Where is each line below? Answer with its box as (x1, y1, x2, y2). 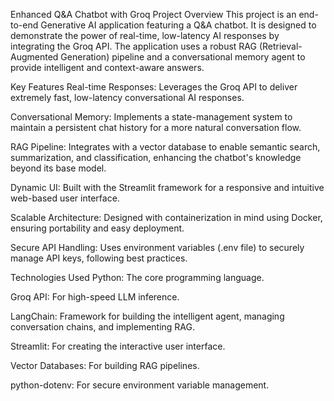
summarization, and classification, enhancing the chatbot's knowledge (10, 152, 302, 163)
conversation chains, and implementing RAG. (10, 321, 196, 333)
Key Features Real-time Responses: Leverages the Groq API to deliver (10, 81, 298, 93)
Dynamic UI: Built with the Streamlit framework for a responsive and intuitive (10, 182, 325, 193)
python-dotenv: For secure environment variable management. (10, 379, 270, 391)
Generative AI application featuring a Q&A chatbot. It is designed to (40, 19, 317, 31)
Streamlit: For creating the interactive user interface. (10, 340, 226, 352)
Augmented (10, 51, 59, 63)
